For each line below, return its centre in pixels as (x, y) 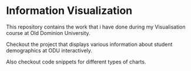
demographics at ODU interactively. (49, 50)
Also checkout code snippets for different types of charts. (76, 62)
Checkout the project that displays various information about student (89, 44)
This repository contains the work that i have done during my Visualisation (96, 27)
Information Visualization (69, 11)
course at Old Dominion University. (48, 33)
